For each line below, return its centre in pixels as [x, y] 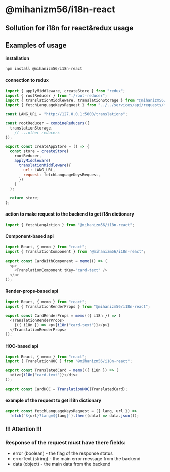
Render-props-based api [32, 291]
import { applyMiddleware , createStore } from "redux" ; [65, 91]
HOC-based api [22, 346]
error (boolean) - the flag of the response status [62, 453]
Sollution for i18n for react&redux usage [69, 28]
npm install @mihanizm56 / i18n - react [44, 69]
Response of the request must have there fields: [66, 442]
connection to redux [27, 80]
